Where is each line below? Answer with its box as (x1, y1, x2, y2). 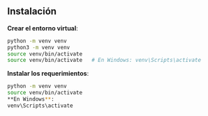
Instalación (7, 6, 57, 17)
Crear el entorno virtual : (7, 24, 78, 32)
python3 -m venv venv (7, 44, 70, 51)
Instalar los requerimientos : (7, 69, 89, 78)
